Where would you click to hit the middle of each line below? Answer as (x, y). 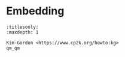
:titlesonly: (22, 27)
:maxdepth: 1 (22, 32)
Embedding (35, 11)
